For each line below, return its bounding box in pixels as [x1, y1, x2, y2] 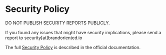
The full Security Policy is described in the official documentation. [5, 44, 141, 50]
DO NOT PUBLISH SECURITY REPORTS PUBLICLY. [5, 20, 110, 26]
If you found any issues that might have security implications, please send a [5, 29, 161, 35]
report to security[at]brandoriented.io [5, 35, 82, 41]
